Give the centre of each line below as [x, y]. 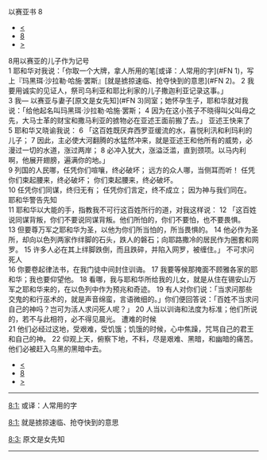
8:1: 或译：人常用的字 [43, 405]
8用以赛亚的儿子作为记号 [49, 61]
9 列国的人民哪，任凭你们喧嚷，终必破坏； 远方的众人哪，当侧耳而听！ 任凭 [132, 170]
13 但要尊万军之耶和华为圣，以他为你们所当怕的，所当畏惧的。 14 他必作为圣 [133, 230]
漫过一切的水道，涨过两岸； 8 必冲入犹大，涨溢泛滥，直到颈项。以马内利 [127, 150]
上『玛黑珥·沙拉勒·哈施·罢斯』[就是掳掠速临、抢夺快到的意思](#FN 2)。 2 [127, 81]
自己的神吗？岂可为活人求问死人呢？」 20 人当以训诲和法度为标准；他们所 [130, 309]
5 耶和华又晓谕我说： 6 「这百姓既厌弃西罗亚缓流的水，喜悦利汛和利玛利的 [130, 130]
